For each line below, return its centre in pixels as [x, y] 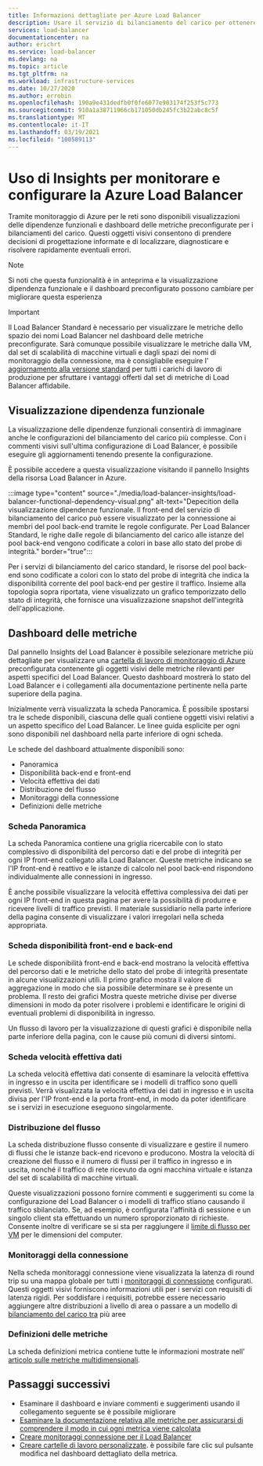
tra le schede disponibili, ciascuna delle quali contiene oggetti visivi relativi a [131, 717]
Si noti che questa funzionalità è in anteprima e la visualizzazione [113, 280]
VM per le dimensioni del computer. [65, 1235]
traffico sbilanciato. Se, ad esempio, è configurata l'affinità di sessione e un [130, 1210]
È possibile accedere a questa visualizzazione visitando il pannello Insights [129, 470]
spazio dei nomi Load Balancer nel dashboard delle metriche [106, 336]
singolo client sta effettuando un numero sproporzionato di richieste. [119, 1218]
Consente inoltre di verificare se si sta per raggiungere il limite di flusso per [129, 1227]
